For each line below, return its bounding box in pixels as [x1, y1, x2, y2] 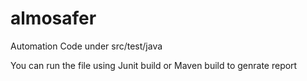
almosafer [10, 7, 97, 30]
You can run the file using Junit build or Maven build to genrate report [10, 59, 298, 71]
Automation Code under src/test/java [10, 40, 163, 52]
